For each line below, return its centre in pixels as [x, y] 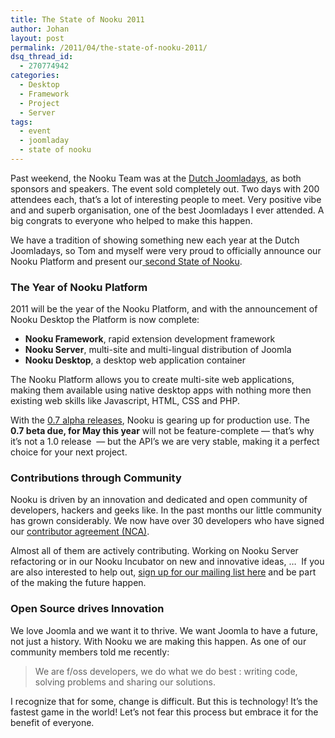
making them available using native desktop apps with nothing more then [161, 390]
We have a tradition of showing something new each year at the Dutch [155, 240]
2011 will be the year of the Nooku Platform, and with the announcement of [164, 309]
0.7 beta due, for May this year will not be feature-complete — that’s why [162, 431]
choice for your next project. [69, 452]
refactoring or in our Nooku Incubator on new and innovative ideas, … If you [167, 562]
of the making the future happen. [78, 583]
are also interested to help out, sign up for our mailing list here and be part [163, 572]
